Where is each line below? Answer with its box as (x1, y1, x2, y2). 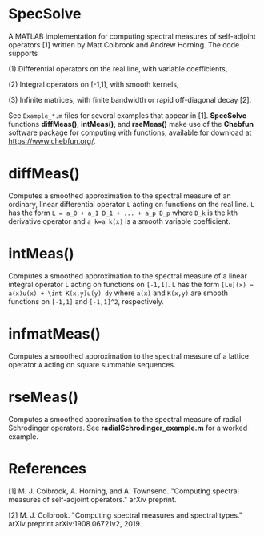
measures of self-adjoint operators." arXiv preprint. (8, 494, 177, 504)
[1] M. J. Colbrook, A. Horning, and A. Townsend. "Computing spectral (8, 486, 240, 496)
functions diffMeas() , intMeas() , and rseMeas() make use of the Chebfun (8, 119, 254, 128)
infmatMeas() (8, 325, 102, 343)
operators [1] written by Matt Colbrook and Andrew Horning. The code (8, 39, 240, 49)
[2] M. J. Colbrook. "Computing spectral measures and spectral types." (8, 510, 242, 520)
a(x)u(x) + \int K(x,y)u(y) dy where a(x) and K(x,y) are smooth (8, 288, 229, 298)
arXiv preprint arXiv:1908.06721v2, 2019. (8, 518, 142, 528)
